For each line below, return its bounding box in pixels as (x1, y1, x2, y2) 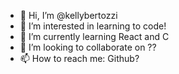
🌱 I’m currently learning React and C (19, 31, 170, 42)
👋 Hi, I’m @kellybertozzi (19, 10, 118, 21)
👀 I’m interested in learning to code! (19, 20, 167, 32)
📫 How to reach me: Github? (19, 53, 140, 64)
